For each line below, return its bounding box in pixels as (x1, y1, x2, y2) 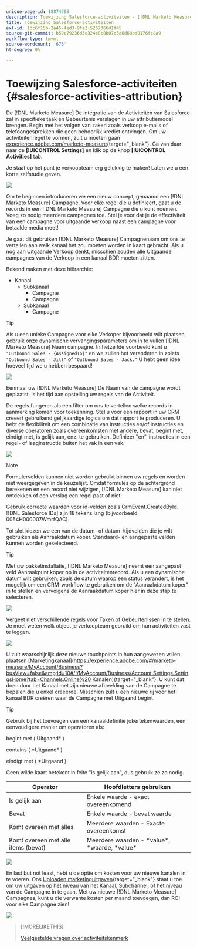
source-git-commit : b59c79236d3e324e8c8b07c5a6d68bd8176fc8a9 (6, 31, 161, 36)
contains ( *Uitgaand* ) (6, 746, 63, 753)
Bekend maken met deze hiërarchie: (6, 265, 93, 272)
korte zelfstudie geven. (6, 170, 62, 177)
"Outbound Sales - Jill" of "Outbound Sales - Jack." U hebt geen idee (6, 356, 181, 363)
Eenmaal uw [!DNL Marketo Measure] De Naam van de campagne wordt (6, 384, 181, 391)
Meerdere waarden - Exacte (87, 819, 165, 827)
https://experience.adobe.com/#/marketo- (73, 657, 176, 664)
